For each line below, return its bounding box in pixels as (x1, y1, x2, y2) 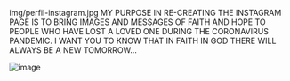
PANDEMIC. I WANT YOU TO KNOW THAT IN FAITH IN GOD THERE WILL (9, 35, 277, 46)
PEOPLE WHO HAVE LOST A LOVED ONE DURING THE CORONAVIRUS (9, 26, 270, 36)
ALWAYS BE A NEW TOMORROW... (9, 45, 138, 55)
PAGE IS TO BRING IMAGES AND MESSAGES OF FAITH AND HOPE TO (9, 17, 266, 27)
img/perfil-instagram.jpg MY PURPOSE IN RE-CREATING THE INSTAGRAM (9, 8, 282, 18)
